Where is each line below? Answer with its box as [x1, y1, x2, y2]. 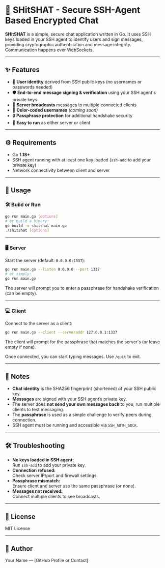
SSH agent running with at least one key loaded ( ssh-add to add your [12, 157, 151, 163]
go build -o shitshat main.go [5, 223, 67, 228]
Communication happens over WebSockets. [5, 47, 94, 53]
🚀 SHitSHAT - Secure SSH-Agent [5, 4, 140, 16]
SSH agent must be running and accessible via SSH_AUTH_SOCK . [12, 422, 138, 428]
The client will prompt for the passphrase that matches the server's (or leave [5, 339, 160, 345]
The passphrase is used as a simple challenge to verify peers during [12, 412, 152, 418]
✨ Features [5, 66, 40, 74]
